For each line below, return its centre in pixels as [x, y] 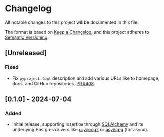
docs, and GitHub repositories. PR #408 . [54, 83]
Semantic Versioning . [27, 37]
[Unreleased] [26, 53]
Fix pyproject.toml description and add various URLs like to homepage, [86, 78]
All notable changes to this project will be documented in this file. [72, 22]
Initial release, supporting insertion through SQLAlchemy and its [78, 124]
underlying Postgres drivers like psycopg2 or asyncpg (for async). [80, 130]
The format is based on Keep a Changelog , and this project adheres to [77, 32]
